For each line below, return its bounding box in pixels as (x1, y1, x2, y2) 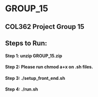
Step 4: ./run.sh (5, 86, 38, 92)
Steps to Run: (5, 39, 48, 47)
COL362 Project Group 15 (5, 23, 85, 31)
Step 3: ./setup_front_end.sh (5, 75, 65, 81)
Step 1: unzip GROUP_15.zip (5, 52, 63, 59)
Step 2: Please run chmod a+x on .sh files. (5, 64, 94, 70)
